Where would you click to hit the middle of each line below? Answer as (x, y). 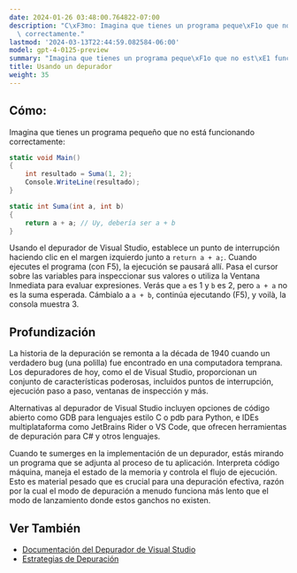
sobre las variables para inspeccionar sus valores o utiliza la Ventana (135, 276)
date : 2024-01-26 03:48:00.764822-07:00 (85, 17)
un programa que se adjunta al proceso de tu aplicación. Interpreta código (145, 463)
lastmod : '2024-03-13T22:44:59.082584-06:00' (94, 42)
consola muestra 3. (44, 304)
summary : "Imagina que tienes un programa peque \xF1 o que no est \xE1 (140, 58)
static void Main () (45, 157)
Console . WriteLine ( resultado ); (83, 182)
